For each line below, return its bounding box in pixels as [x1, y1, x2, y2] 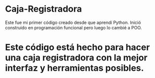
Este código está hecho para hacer [5, 42, 150, 53]
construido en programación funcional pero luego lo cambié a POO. [5, 24, 142, 30]
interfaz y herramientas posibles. [5, 62, 144, 74]
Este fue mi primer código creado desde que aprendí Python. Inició [5, 19, 141, 25]
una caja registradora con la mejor [5, 52, 148, 63]
